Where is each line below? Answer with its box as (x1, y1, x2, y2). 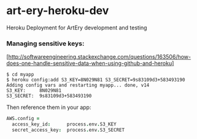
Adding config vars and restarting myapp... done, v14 (6, 82, 150, 89)
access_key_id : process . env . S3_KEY (12, 121, 117, 127)
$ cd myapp (6, 72, 34, 78)
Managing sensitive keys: (6, 39, 85, 48)
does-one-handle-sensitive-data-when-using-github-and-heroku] (6, 59, 174, 67)
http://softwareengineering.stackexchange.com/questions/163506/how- (8, 53, 191, 61)
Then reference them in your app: (6, 103, 91, 111)
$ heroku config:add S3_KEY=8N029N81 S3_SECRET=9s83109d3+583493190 (6, 77, 185, 83)
